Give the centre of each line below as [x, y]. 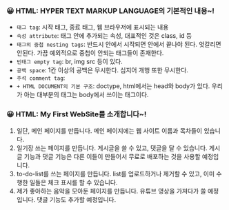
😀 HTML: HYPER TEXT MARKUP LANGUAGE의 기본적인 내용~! [111, 10]
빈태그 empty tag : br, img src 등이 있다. [70, 62]
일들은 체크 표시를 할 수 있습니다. [73, 182]
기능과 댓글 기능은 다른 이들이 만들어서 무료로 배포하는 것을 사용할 [112, 156]
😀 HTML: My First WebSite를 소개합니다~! [77, 114]
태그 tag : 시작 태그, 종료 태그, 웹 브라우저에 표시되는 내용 [92, 27]
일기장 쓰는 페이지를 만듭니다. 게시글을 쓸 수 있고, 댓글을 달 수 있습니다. [112, 148]
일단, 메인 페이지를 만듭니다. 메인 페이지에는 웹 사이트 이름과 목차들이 [109, 130]
